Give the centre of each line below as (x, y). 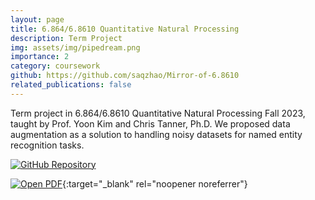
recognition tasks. (47, 145)
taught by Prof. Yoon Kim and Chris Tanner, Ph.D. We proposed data (150, 123)
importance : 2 (40, 57)
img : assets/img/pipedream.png (75, 47)
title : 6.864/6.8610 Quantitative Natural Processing (125, 29)
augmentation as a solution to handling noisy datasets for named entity (156, 134)
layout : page (37, 19)
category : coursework (55, 66)
